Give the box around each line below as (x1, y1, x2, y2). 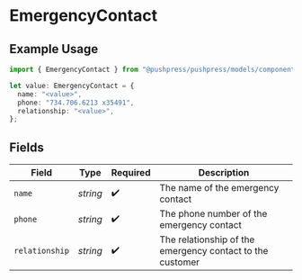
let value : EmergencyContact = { (9, 81, 135, 90)
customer (159, 256, 200, 268)
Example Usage (9, 41, 99, 57)
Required (111, 167, 151, 179)
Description (198, 167, 250, 179)
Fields (9, 140, 45, 155)
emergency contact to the (159, 245, 269, 257)
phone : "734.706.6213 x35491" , (17, 98, 135, 107)
